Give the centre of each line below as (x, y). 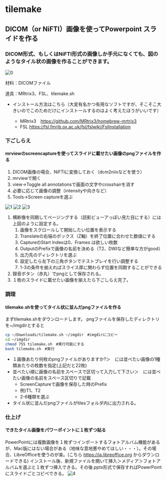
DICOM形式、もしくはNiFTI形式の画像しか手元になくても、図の (82, 54)
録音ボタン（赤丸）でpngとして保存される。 (58, 274)
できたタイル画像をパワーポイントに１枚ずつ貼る (55, 430)
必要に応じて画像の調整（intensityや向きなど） (60, 191)
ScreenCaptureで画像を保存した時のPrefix (63, 384)
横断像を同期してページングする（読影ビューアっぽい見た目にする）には (87, 217)
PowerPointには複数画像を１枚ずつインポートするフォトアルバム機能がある (83, 442)
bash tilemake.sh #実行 (30, 349)
